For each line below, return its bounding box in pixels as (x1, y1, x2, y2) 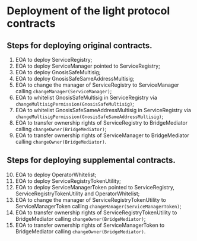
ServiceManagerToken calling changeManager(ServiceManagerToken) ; (15, 202, 182, 210)
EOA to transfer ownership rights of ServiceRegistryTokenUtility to (15, 209, 177, 216)
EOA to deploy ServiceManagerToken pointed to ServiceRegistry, (15, 183, 174, 191)
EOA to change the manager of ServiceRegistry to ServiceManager (15, 81, 180, 88)
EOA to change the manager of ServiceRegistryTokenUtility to (15, 196, 167, 203)
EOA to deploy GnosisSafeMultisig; (15, 69, 101, 75)
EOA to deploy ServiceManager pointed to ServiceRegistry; (15, 62, 161, 69)
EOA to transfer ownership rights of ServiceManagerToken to (15, 221, 165, 229)
